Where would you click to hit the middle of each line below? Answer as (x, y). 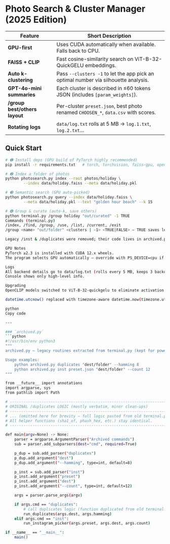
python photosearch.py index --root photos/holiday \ (63, 178)
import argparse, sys (28, 388)
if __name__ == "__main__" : (35, 533)
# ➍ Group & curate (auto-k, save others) (51, 211)
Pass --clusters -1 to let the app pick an (105, 73)
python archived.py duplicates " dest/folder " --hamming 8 (77, 365)
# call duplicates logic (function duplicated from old (83, 509)
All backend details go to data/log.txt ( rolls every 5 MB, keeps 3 (79, 272)
